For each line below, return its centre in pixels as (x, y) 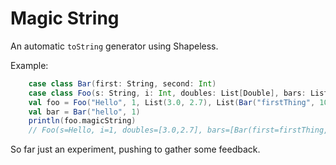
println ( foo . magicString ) (82, 121)
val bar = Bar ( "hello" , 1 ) (84, 112)
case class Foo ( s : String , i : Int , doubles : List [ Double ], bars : (167, 93)
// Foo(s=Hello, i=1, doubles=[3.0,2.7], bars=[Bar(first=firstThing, (178, 130)
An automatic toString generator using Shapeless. (114, 46)
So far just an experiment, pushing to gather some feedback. (135, 149)
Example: (29, 65)
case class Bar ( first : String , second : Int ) (122, 83)
